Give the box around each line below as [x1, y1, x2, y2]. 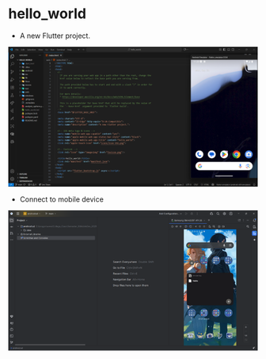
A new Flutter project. [19, 31, 91, 40]
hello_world [8, 5, 87, 23]
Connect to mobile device [19, 195, 104, 204]
